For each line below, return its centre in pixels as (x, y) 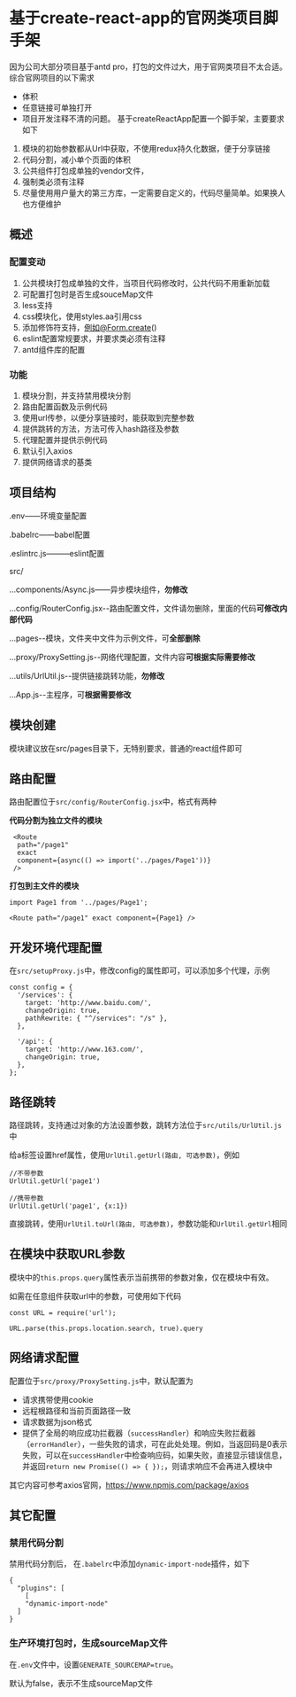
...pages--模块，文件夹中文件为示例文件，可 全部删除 (105, 638)
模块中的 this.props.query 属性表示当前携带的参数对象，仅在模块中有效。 (141, 1277)
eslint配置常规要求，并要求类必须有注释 (94, 339)
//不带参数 (27, 1173)
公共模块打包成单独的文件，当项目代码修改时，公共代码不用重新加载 (146, 283)
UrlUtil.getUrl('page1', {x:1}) (68, 1206)
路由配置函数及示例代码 (65, 406)
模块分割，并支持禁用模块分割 (76, 395)
